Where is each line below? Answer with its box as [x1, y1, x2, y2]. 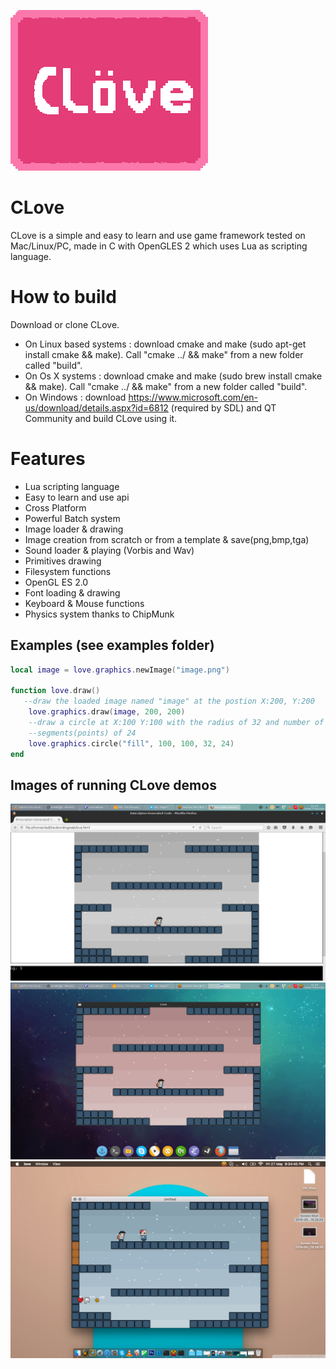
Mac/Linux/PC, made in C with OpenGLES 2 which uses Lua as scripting [10, 240, 308, 252]
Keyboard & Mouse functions [24, 597, 145, 609]
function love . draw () [10, 686, 101, 696]
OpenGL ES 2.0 [24, 576, 89, 588]
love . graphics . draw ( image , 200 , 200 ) [28, 707, 186, 717]
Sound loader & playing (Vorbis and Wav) [24, 544, 195, 556]
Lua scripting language [24, 480, 120, 492]
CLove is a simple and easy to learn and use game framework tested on [10, 229, 306, 241]
